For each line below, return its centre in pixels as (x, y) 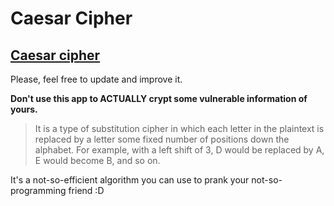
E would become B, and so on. (97, 160)
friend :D (86, 190)
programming (38, 190)
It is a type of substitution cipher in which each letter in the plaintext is (179, 128)
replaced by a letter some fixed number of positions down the (162, 139)
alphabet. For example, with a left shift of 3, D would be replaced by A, (179, 150)
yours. (24, 109)
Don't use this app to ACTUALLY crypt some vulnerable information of (159, 98)
